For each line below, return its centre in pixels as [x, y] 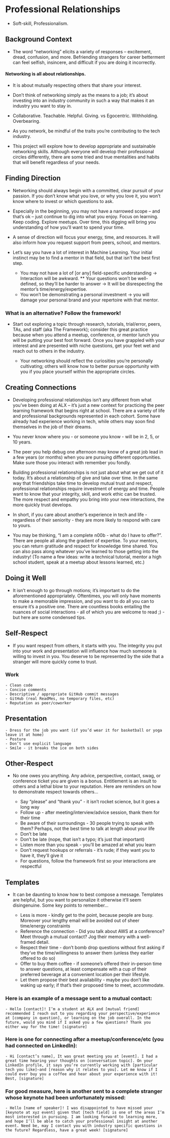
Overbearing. [26, 121]
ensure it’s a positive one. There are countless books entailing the [81, 606]
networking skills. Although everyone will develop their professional [83, 151]
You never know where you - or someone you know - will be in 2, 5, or [86, 436]
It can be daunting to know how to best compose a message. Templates [88, 894]
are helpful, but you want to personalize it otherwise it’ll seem [77, 900]
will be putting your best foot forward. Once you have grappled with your [89, 340]
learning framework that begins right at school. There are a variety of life [89, 410]
